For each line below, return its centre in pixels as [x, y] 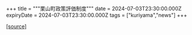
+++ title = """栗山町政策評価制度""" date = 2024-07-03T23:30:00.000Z [94, 8]
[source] [16, 26]
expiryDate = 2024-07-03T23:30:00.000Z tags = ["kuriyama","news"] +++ [97, 15]
